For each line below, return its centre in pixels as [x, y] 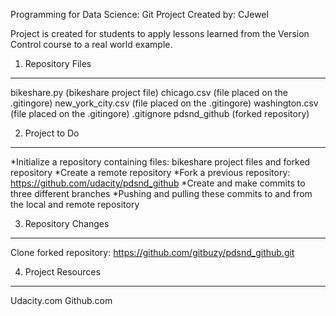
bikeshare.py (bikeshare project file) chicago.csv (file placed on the [149, 92]
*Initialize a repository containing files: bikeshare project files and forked [160, 162]
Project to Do [52, 133]
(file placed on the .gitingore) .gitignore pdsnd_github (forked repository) [160, 113]
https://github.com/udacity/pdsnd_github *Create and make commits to [158, 183]
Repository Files [58, 63]
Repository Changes [67, 223]
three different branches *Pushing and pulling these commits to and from [161, 193]
